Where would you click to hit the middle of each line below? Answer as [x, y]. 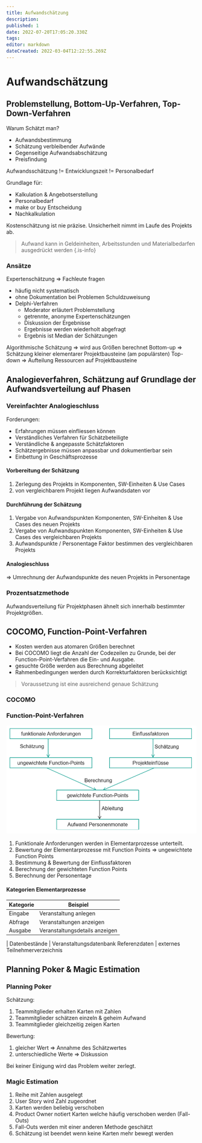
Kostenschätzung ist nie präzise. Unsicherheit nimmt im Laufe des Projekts [99, 225]
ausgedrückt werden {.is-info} [58, 250]
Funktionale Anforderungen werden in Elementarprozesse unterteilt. [99, 843]
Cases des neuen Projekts [47, 525]
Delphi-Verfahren [36, 303]
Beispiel [79, 905]
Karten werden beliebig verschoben [59, 1108]
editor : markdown [28, 45]
